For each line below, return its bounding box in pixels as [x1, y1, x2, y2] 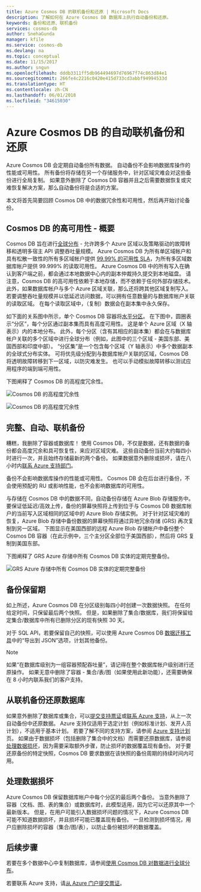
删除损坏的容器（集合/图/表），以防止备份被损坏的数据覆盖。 [16, 823, 165, 830]
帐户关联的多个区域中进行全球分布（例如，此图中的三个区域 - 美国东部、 [6, 335, 185, 342]
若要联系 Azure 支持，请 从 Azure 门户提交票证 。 [6, 879, 126, 887]
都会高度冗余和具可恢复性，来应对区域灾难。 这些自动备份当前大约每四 [11, 447, 186, 454]
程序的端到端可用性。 [11, 365, 64, 372]
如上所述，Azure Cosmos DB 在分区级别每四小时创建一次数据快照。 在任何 [6, 602, 190, 608]
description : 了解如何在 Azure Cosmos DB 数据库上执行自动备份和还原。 [6, 14, 172, 20]
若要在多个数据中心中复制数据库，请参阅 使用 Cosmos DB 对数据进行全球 [6, 860, 185, 867]
